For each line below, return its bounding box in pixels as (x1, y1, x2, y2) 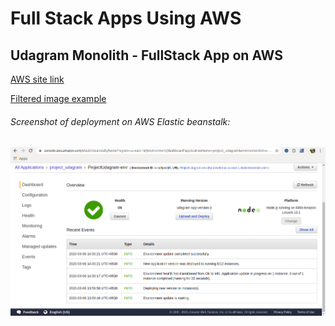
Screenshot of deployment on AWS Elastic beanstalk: (10, 115, 231, 127)
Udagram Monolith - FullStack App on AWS (10, 47, 283, 64)
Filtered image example (10, 93, 107, 104)
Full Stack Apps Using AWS (10, 7, 242, 30)
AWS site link (10, 73, 65, 85)
